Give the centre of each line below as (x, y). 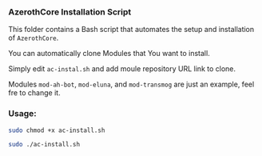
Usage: (23, 114)
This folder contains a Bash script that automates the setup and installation (131, 30)
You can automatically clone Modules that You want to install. (109, 54)
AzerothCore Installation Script (70, 12)
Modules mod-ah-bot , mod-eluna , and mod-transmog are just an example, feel (131, 84)
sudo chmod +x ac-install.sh (57, 130)
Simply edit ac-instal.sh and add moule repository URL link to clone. (122, 69)
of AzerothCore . (34, 38)
